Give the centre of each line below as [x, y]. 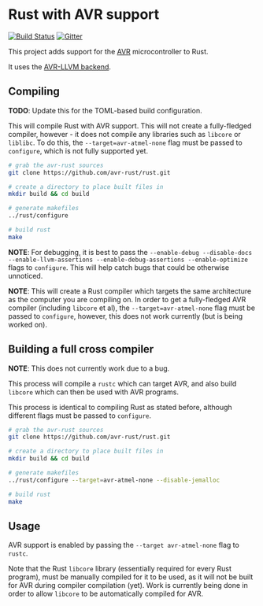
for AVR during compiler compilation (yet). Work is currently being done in [128, 586]
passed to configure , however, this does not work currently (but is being [126, 316]
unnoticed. [26, 275]
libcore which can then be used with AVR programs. [94, 392]
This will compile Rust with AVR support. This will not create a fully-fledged [130, 126]
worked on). [28, 324]
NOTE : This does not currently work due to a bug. [89, 368]
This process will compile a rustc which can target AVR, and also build [122, 383]
